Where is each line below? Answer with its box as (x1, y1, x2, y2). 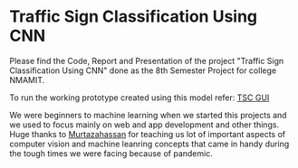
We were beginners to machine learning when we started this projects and (9, 109, 287, 120)
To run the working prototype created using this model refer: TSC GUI (9, 92, 270, 103)
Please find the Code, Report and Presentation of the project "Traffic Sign (9, 55, 284, 66)
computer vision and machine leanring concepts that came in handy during (9, 138, 290, 149)
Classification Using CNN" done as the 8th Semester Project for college (9, 65, 277, 76)
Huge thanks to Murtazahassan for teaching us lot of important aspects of (9, 128, 286, 139)
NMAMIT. (9, 74, 45, 85)
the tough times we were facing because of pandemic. (9, 147, 213, 159)
